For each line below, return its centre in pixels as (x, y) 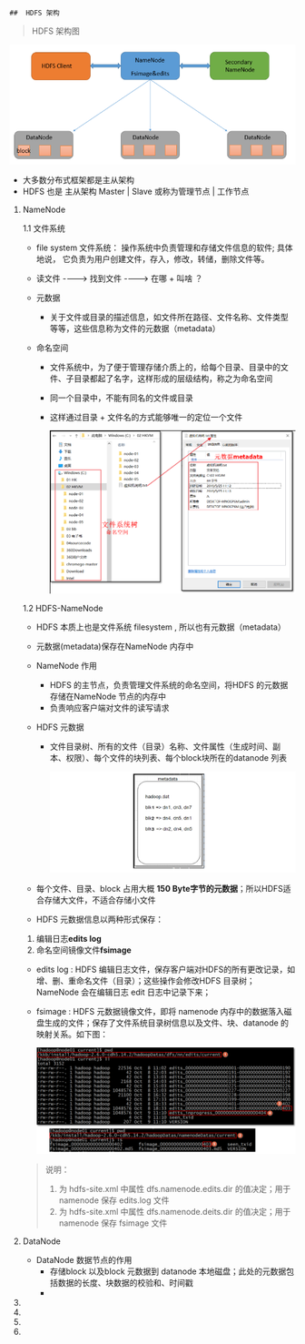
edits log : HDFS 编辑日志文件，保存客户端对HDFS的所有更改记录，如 (166, 969)
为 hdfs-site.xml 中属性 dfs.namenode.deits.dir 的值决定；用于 (175, 1212)
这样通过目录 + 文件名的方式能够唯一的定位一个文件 (146, 418)
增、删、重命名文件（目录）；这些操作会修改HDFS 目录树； (146, 980)
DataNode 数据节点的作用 (84, 1260)
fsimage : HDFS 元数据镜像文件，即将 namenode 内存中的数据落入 (160, 1011)
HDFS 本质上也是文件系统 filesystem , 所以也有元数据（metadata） (161, 627)
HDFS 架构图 (55, 31)
